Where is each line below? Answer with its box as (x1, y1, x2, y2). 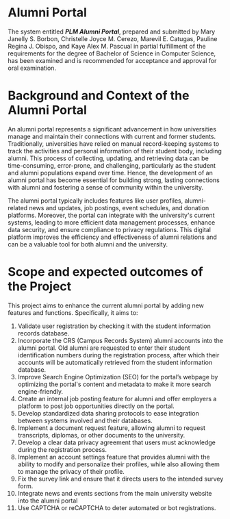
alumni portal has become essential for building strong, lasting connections (8, 176, 220, 184)
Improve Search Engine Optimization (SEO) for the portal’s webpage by (17, 372, 218, 381)
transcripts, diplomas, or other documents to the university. (17, 431, 186, 439)
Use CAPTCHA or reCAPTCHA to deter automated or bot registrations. (17, 503, 216, 511)
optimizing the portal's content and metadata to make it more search (17, 380, 212, 388)
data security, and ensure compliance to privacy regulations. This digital (8, 225, 212, 233)
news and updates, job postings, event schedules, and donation (29, 203, 209, 212)
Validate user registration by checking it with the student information (17, 322, 212, 330)
